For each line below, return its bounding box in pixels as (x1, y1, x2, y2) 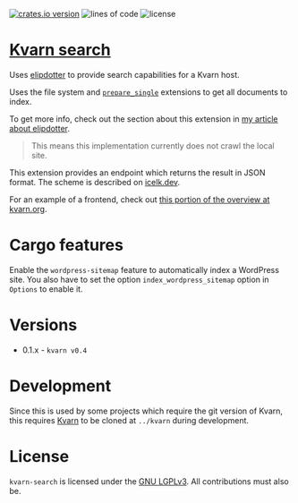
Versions (9, 315, 78, 336)
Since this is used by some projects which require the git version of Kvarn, (9, 405, 284, 416)
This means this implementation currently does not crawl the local (30, 140, 275, 151)
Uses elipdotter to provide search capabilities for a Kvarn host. (9, 69, 240, 80)
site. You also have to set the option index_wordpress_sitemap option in (9, 274, 270, 285)
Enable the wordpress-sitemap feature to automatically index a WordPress (9, 264, 280, 275)
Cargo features (9, 235, 123, 255)
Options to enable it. (9, 283, 83, 294)
